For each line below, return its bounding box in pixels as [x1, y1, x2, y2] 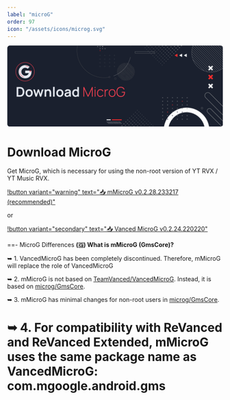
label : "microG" [7, 11, 53, 18]
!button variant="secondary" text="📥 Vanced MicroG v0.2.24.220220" [7, 225, 208, 233]
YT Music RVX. [7, 174, 50, 183]
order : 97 [7, 18, 36, 25]
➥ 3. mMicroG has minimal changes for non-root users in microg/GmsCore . [7, 296, 220, 304]
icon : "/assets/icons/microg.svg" [7, 25, 106, 32]
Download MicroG [7, 144, 112, 160]
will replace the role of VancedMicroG [7, 261, 114, 270]
